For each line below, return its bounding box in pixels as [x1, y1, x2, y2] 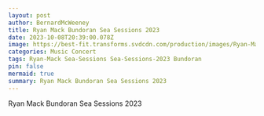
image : [8, 41, 30, 49]
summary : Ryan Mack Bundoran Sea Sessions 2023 [8, 77, 167, 85]
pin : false [8, 63, 44, 71]
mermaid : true [8, 70, 55, 78]
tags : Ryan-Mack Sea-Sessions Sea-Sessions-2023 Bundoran [8, 56, 202, 63]
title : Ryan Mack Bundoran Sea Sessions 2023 [8, 26, 159, 34]
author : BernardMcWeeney [8, 19, 90, 27]
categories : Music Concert [8, 48, 97, 56]
